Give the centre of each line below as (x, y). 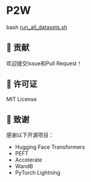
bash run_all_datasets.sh (37, 27)
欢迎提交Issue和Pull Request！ (44, 63)
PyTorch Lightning (37, 173)
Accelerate (28, 160)
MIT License (22, 99)
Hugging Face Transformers (50, 147)
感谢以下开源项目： (30, 135)
